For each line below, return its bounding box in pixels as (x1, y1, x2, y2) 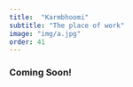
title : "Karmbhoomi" (9, 12, 90, 22)
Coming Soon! (9, 67, 73, 79)
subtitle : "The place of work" (9, 21, 125, 30)
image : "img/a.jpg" (9, 29, 82, 38)
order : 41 (9, 37, 46, 47)
